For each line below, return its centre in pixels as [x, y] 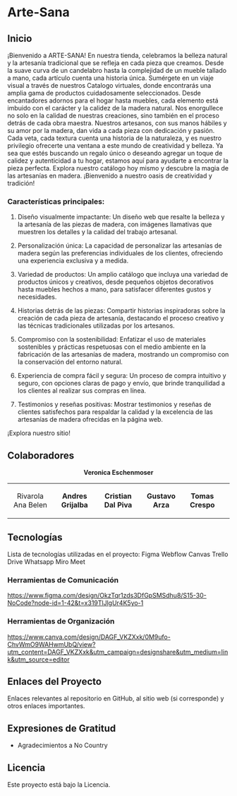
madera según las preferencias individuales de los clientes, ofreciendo [120, 253]
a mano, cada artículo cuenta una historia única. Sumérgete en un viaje [110, 78]
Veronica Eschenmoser [119, 473]
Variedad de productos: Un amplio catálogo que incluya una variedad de [123, 275]
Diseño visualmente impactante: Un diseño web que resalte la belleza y [121, 217]
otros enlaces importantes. [46, 706]
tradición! [21, 183]
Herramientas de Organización [61, 621]
